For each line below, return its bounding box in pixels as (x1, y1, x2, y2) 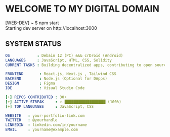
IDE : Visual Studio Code (5, 86, 85, 91)
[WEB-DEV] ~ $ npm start (5, 20, 59, 26)
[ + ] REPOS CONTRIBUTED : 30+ (5, 94, 67, 100)
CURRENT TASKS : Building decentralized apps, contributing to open (5, 62, 153, 67)
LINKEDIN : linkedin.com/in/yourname (5, 122, 87, 127)
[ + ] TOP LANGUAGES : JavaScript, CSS (5, 104, 94, 109)
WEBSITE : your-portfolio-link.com (5, 113, 85, 118)
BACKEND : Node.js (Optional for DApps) (5, 76, 108, 81)
